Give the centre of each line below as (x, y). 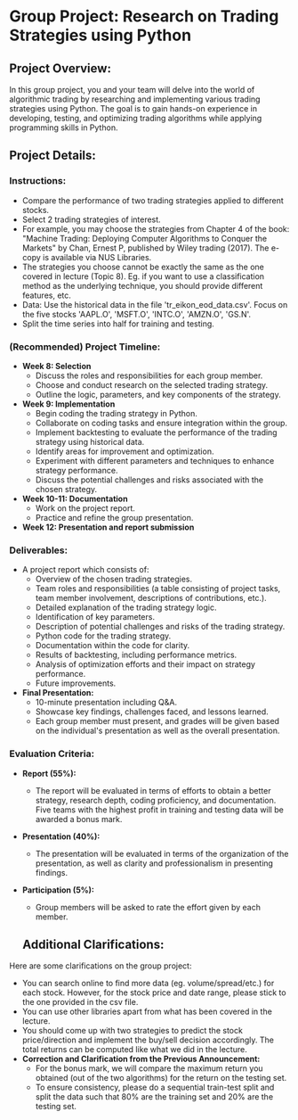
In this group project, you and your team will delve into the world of (132, 90)
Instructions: (38, 181)
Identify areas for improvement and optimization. (125, 451)
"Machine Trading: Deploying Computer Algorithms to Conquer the (145, 238)
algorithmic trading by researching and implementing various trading (135, 99)
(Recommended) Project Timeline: (85, 347)
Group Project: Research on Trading (144, 16)
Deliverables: (39, 550)
